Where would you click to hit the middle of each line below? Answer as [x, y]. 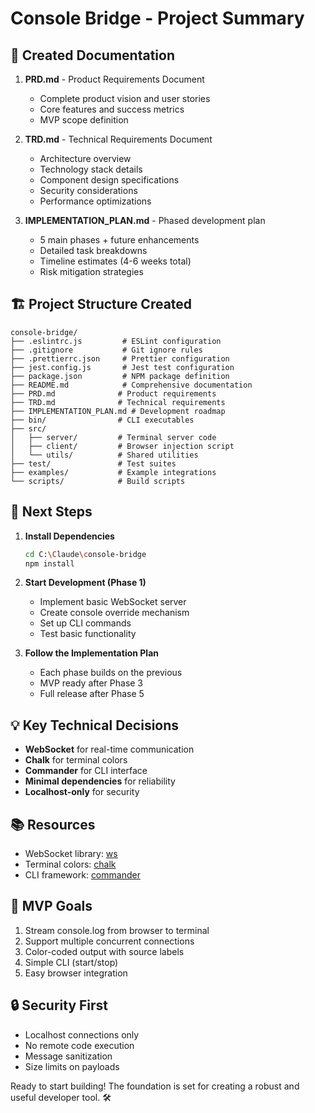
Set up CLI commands [85, 623]
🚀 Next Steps [51, 512]
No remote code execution [79, 1045]
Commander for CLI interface [86, 771]
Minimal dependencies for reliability [100, 781]
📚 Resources [53, 824]
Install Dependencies [69, 536]
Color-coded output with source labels [104, 951]
